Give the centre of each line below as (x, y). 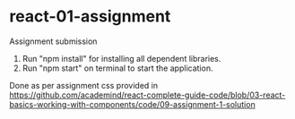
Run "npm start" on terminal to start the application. (117, 68)
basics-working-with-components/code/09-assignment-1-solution (132, 104)
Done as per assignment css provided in (84, 85)
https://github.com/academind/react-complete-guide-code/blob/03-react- (147, 95)
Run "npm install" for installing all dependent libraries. (121, 58)
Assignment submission (53, 41)
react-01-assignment (90, 17)
